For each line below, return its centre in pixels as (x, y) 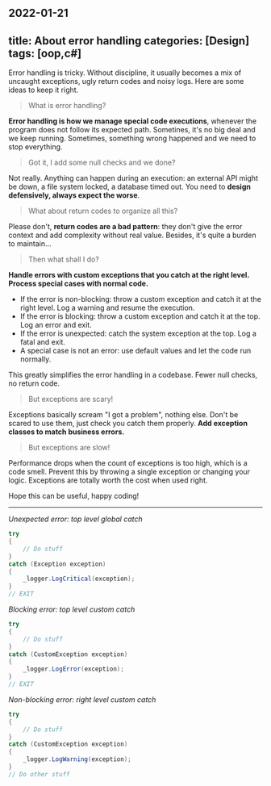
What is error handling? (67, 106)
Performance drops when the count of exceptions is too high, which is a (128, 463)
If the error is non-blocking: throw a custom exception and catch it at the (141, 299)
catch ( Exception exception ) (57, 564)
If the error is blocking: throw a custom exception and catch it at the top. (140, 316)
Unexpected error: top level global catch (75, 519)
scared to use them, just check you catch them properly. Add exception (128, 424)
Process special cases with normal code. (79, 284)
